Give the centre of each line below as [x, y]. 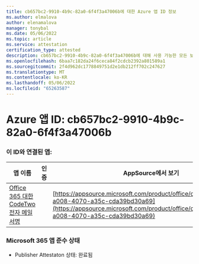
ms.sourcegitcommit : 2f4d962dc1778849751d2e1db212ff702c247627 [86, 66]
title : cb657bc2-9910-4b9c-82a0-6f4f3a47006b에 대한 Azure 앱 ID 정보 [91, 12]
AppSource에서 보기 [151, 173]
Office [18, 188]
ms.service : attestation [37, 45]
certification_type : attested [44, 50]
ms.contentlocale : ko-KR [37, 77]
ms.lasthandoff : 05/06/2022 [41, 83]
